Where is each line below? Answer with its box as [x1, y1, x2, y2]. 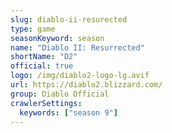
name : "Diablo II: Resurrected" [10, 42, 145, 53]
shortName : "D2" [10, 52, 78, 62]
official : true [10, 61, 74, 71]
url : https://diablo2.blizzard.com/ [10, 80, 163, 90]
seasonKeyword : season [10, 33, 105, 43]
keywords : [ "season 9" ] [19, 107, 118, 118]
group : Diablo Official [10, 89, 110, 99]
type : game [10, 24, 56, 34]
